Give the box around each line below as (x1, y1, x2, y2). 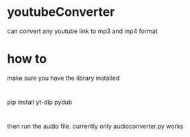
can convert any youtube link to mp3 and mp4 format (7, 27, 158, 35)
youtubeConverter (7, 4, 115, 20)
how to (7, 51, 47, 67)
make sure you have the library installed (7, 74, 120, 82)
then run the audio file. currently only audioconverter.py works (7, 122, 184, 131)
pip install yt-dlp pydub (7, 98, 73, 107)
